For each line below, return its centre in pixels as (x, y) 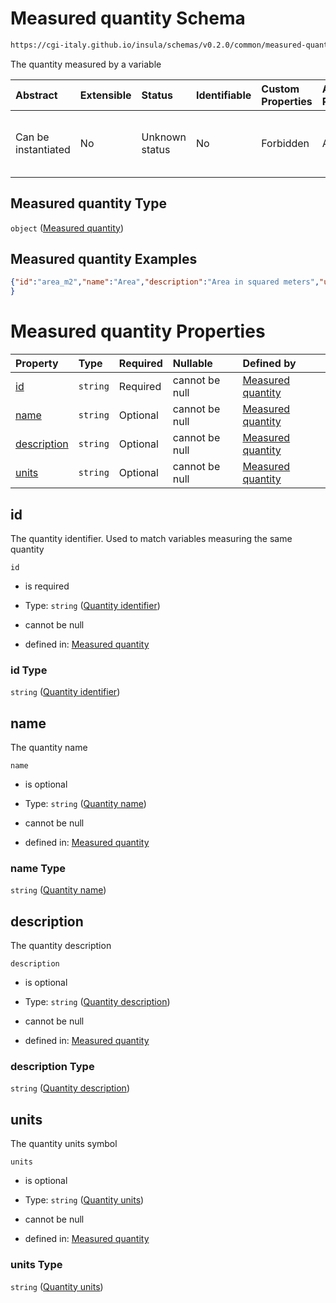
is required (47, 586)
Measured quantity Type (88, 203)
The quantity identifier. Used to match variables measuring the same (151, 538)
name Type (38, 868)
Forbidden (285, 143)
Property (37, 364)
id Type (29, 670)
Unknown (164, 137)
